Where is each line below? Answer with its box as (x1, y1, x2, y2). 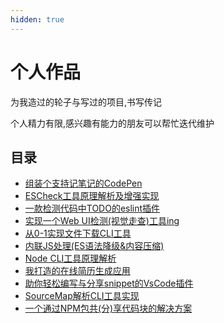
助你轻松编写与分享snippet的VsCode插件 (24, 277, 194, 290)
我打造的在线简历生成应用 (24, 265, 131, 277)
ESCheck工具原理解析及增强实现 (24, 190, 160, 202)
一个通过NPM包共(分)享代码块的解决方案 (24, 302, 193, 315)
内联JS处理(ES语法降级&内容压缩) (24, 240, 165, 252)
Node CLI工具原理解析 (24, 252, 117, 265)
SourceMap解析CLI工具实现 (24, 290, 140, 302)
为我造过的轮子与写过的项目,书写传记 (10, 96, 163, 108)
